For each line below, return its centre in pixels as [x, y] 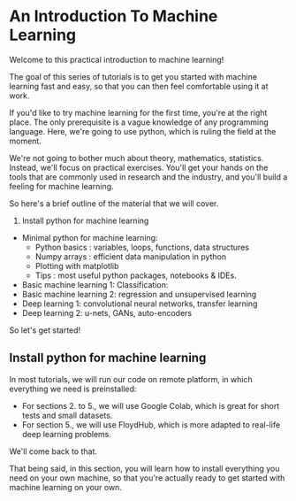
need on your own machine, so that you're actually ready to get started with [147, 478]
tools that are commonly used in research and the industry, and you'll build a [148, 177]
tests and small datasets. [67, 415]
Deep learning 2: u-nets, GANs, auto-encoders [107, 312]
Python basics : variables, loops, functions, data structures [142, 247]
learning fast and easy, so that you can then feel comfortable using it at [139, 86]
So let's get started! [45, 330]
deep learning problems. [67, 434]
